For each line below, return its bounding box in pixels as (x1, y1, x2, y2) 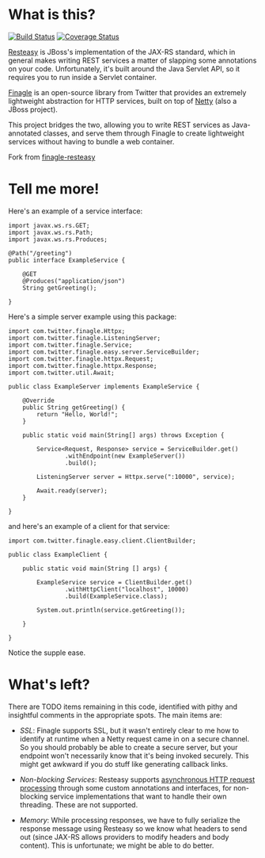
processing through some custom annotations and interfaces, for (19, 783, 232, 792)
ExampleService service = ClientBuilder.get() (36, 578, 193, 586)
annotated (8, 128, 42, 138)
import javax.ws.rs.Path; (8, 228, 93, 236)
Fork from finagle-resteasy (8, 152, 96, 162)
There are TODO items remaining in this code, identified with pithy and (8, 702, 238, 711)
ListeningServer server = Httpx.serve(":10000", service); (36, 473, 236, 481)
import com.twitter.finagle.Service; (8, 341, 133, 349)
